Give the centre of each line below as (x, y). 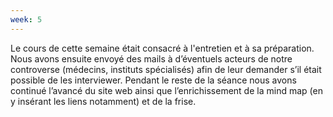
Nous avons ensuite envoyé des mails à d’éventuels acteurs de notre (151, 58)
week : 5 (26, 19)
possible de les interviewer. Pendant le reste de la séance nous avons (153, 80)
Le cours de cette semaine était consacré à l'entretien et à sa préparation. (162, 48)
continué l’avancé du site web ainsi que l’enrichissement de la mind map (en (166, 90)
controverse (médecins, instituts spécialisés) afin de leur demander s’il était (166, 69)
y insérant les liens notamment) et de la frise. (103, 101)
